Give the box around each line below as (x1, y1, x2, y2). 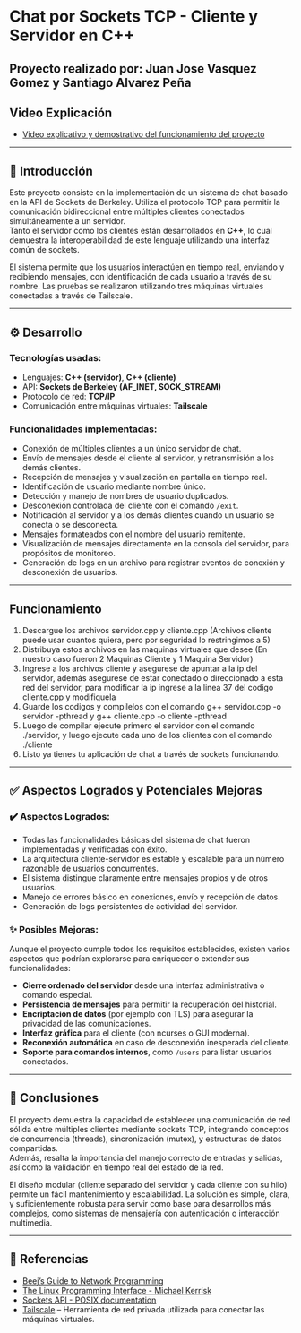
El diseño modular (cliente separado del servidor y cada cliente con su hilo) (9, 1179, 288, 1190)
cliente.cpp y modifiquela (21, 692, 116, 702)
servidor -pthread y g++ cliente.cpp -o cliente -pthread (21, 710, 227, 721)
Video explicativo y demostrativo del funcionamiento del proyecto (21, 129, 265, 140)
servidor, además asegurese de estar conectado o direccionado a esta (21, 673, 284, 683)
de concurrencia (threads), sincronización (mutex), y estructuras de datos (9, 1133, 282, 1144)
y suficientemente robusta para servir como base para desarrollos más (9, 1198, 271, 1208)
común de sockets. (9, 245, 80, 255)
